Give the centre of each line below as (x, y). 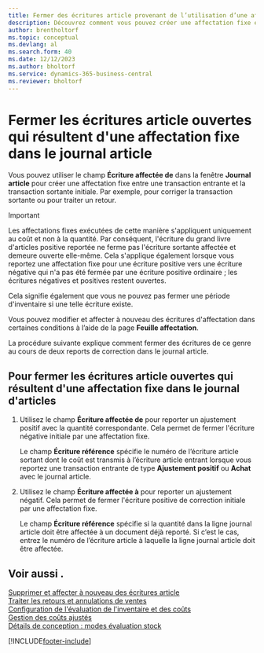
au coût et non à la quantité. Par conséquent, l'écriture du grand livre (119, 239)
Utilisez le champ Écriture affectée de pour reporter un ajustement (128, 420)
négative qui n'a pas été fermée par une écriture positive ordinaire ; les (123, 273)
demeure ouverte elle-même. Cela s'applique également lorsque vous (121, 255)
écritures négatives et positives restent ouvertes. (87, 281)
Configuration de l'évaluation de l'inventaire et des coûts (99, 609)
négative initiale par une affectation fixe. (84, 436)
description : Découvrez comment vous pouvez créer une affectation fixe (130, 23)
